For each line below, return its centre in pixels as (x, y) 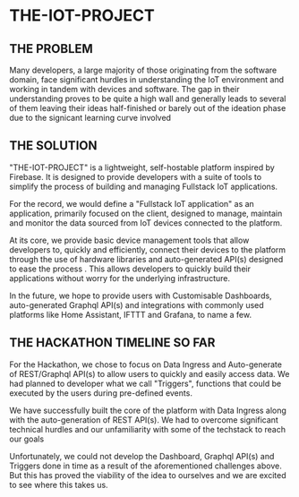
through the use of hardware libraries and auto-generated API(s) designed (146, 259)
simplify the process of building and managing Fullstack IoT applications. (144, 186)
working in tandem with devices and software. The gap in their (124, 89)
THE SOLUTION (53, 146)
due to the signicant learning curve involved (90, 118)
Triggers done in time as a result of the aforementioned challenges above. (145, 466)
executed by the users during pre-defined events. (101, 393)
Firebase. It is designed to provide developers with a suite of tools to (136, 176)
